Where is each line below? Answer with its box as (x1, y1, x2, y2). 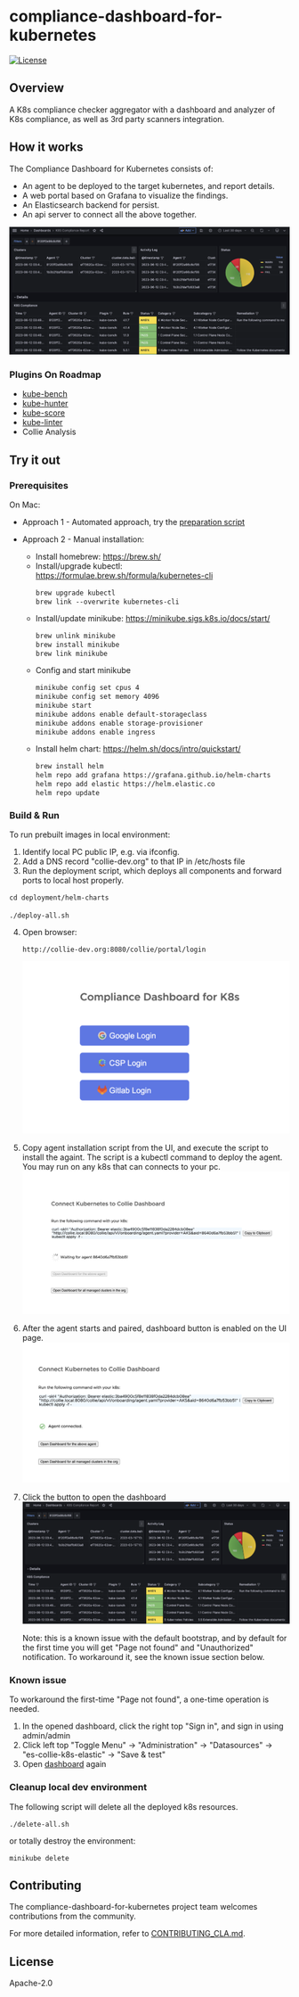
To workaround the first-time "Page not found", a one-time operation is (9, 1694, 270, 1705)
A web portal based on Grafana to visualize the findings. (21, 190, 229, 201)
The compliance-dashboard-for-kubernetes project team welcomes (9, 1902, 258, 1912)
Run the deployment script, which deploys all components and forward (21, 866, 282, 876)
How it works (9, 140, 84, 155)
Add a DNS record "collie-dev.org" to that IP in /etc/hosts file (21, 856, 246, 867)
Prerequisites (9, 479, 69, 491)
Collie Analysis (21, 426, 77, 438)
